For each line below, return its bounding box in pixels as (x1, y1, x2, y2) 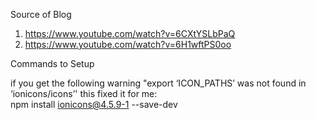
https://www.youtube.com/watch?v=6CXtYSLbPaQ (24, 28, 236, 39)
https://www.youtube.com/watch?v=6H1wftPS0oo (24, 39, 232, 50)
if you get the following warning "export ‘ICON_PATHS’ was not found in (10, 77, 307, 89)
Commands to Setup (10, 58, 95, 69)
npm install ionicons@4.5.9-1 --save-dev (10, 99, 178, 110)
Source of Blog (10, 9, 72, 20)
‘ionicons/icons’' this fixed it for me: (10, 88, 158, 99)
